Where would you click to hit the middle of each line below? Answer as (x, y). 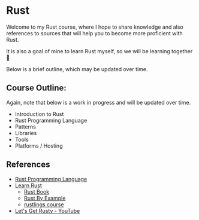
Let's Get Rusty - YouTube (47, 210)
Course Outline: (37, 88)
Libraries (26, 133)
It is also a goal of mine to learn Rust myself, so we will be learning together (99, 51)
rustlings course (44, 204)
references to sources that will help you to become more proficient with (94, 33)
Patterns (25, 127)
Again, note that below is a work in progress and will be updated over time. (98, 102)
